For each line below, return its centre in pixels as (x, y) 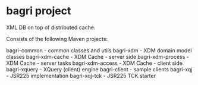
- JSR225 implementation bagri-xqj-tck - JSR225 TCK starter (81, 75)
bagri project (39, 11)
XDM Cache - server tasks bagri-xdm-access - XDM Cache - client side (95, 63)
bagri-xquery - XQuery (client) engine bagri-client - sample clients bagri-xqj (99, 69)
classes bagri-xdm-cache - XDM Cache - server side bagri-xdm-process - (98, 56)
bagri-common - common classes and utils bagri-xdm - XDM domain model (99, 50)
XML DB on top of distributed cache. (51, 27)
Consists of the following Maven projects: (57, 39)
